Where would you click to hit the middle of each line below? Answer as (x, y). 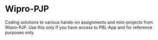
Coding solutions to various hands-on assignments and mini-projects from (79, 22)
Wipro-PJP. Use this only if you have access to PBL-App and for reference (79, 27)
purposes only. (20, 32)
